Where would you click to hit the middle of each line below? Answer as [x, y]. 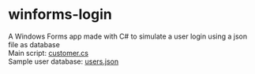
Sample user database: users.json [64, 61]
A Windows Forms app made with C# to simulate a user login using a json [127, 36]
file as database [34, 44]
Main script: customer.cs [49, 53]
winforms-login [60, 15]
